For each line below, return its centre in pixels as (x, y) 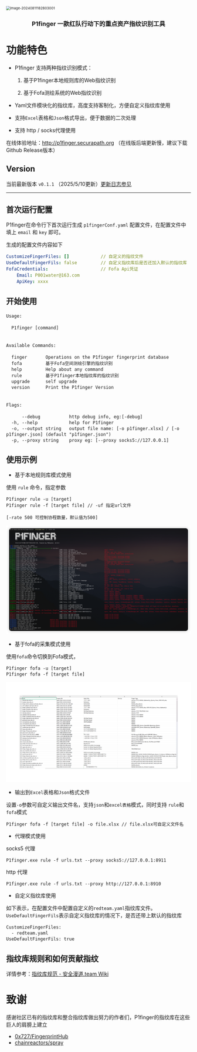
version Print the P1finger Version (63, 387)
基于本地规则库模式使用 (43, 475)
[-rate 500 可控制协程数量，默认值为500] (52, 518)
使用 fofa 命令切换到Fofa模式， (43, 657)
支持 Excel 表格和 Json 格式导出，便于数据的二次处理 (75, 118)
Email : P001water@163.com (48, 275)
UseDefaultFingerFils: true (40, 939)
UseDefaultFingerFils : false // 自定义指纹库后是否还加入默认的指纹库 (97, 263)
